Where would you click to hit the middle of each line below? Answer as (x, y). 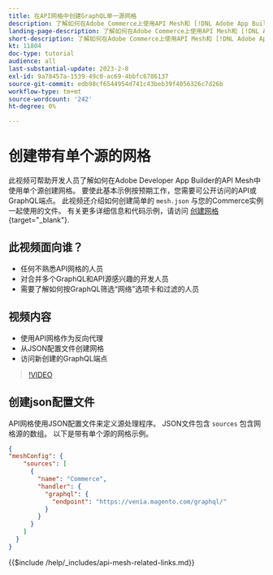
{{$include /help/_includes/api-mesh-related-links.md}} (102, 562)
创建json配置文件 (52, 402)
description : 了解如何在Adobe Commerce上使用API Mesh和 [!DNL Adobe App (129, 24)
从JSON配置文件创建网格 (62, 348)
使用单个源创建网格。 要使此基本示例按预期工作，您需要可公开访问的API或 (133, 191)
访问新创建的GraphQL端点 (64, 358)
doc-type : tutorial (41, 54)
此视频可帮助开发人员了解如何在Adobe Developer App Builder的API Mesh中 (135, 180)
